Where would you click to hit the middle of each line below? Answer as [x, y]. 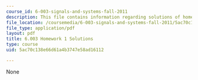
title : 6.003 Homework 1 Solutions [50, 39]
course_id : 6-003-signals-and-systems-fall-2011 [67, 11]
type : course [22, 45]
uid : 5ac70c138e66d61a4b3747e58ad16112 [55, 50]
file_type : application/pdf [41, 28]
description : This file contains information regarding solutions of [93, 17]
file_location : [25, 22]
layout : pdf [21, 34]
